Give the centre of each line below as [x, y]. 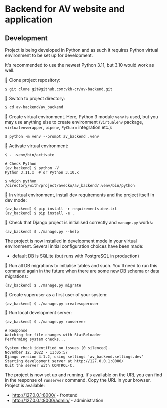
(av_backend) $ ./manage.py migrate [43, 285]
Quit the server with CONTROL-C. [40, 365]
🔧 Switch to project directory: [35, 98]
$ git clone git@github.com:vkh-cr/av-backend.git [59, 89]
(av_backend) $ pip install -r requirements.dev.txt [61, 209]
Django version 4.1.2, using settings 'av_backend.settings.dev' [74, 357]
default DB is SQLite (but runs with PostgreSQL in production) [76, 256]
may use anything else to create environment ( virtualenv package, [74, 122]
